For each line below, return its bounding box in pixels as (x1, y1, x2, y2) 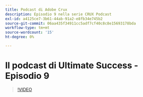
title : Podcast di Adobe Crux (5, 7, 68, 12)
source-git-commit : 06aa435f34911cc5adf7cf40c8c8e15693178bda (5, 21, 136, 26)
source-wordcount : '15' (5, 30, 54, 35)
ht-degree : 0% (5, 35, 35, 40)
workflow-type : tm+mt (5, 25, 50, 30)
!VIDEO (17, 86, 32, 92)
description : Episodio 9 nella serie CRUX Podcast (5, 12, 112, 17)
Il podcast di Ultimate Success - (5, 60, 139, 71)
